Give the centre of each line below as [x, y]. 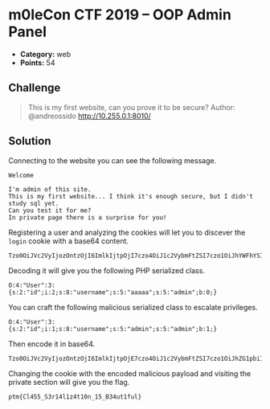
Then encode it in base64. [52, 344]
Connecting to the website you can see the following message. [112, 160]
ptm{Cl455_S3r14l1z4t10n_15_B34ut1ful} [75, 397]
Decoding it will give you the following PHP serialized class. [106, 270]
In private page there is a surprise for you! [88, 217]
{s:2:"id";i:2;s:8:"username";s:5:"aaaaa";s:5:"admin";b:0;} [113, 292]
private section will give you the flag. [69, 382]
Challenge [35, 88]
